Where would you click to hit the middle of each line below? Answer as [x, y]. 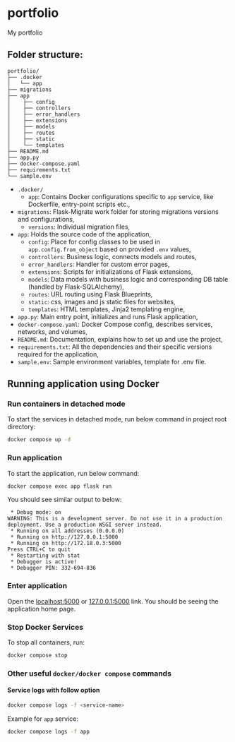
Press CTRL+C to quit [39, 550]
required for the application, [58, 354]
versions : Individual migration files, [79, 227]
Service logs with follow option [54, 690]
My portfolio [25, 32]
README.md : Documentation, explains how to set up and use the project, [120, 339]
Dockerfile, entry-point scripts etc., [79, 204]
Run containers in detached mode [66, 404]
